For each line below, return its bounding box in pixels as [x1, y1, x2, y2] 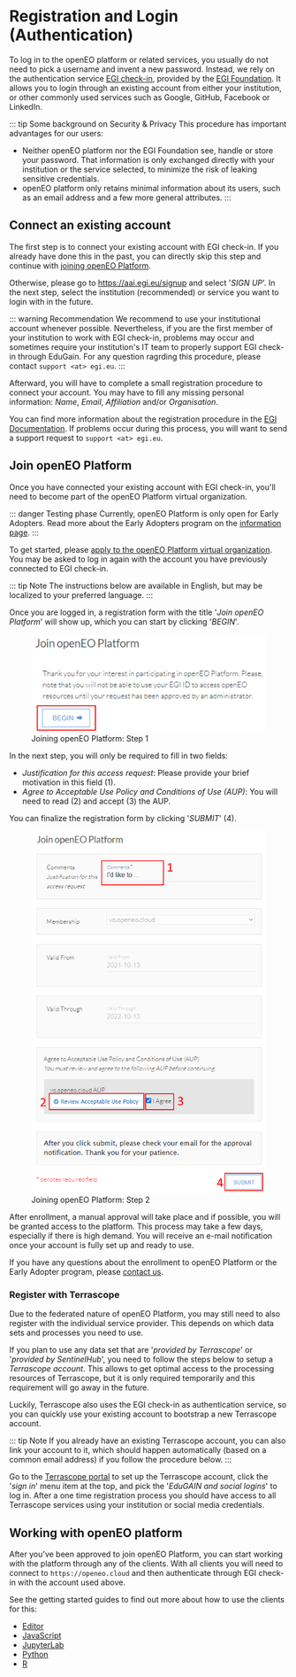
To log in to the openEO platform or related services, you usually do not [9, 54, 269, 65]
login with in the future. [9, 296, 94, 307]
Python [21, 1649, 49, 1659]
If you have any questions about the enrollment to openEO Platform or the [9, 1256, 277, 1268]
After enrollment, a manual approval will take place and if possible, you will [9, 1211, 281, 1222]
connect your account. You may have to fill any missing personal [9, 387, 245, 398]
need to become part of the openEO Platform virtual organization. [9, 491, 247, 501]
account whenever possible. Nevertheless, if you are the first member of [9, 322, 274, 333]
